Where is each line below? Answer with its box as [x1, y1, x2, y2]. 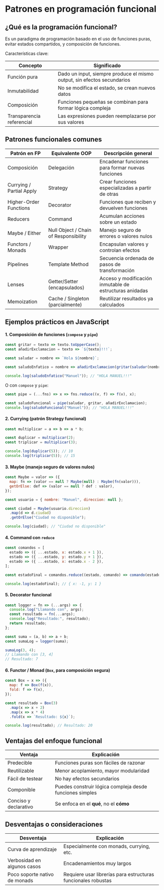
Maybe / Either [7, 229, 41, 236]
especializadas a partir [99, 184, 152, 191]
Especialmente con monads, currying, [63, 843, 150, 849]
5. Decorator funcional [5, 592, 52, 597]
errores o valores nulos [99, 232, 153, 239]
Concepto [19, 62, 42, 69]
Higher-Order [7, 198, 40, 205]
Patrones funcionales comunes [5, 136, 102, 144]
